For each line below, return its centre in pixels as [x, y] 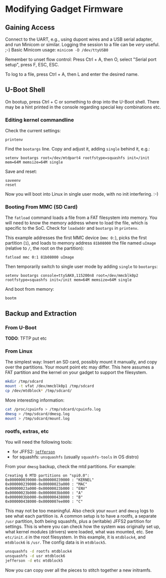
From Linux [19, 351]
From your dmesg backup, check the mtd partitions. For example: [71, 466]
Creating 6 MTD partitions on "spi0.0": [48, 475]
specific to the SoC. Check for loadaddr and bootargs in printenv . [72, 228]
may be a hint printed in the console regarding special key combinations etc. [83, 107]
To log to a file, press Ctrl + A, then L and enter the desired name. [72, 74]
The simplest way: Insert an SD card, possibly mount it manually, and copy [81, 362]
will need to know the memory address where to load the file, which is [77, 223]
